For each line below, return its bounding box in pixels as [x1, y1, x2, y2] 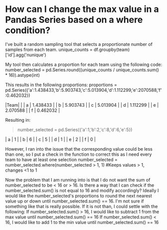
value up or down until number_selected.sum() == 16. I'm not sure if [5, 198, 144, 204]
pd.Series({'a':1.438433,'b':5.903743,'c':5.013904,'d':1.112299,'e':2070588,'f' [5, 87, 162, 93]
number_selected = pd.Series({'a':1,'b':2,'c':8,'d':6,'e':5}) [17, 126, 133, 133]
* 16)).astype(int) [5, 72, 40, 78]
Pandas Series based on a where [5, 14, 143, 25]
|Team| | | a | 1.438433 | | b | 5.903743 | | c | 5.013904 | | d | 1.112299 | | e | [5, 102, 159, 108]
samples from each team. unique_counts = [5, 46, 93, 52]
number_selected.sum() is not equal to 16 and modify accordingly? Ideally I [5, 187, 159, 193]
